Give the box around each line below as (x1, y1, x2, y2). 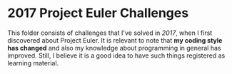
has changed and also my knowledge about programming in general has (7, 43, 221, 52)
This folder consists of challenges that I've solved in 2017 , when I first (7, 28, 213, 37)
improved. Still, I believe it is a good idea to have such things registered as (7, 51, 226, 60)
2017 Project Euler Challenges (7, 5, 189, 21)
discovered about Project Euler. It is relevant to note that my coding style (7, 36, 223, 44)
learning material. (7, 58, 59, 67)
